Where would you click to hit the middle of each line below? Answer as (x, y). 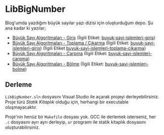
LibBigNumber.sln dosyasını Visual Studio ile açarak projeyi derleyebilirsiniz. (82, 96)
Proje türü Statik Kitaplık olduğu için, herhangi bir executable (67, 102)
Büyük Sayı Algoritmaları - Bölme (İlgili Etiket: (58, 64)
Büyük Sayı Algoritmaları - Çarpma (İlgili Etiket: (60, 53)
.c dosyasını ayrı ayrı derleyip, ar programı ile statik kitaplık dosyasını (76, 122)
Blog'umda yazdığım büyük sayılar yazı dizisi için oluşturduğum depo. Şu (79, 23)
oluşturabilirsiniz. (22, 127)
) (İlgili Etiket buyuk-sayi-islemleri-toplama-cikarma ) (93, 48)
